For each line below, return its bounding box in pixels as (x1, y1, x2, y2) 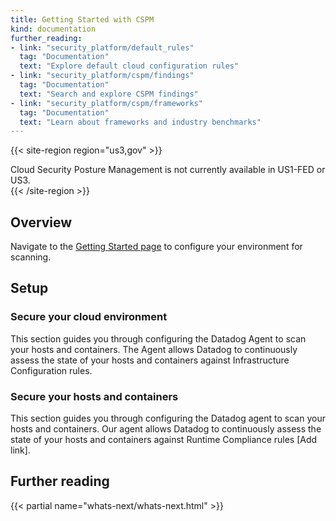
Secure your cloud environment (10, 310, 168, 324)
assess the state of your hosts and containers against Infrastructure (10, 354, 290, 366)
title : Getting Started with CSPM (10, 14, 155, 25)
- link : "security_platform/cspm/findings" (10, 71, 195, 81)
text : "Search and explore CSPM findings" (19, 89, 199, 99)
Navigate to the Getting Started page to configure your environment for (10, 241, 303, 253)
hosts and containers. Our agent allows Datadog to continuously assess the (10, 423, 322, 435)
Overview (10, 214, 73, 231)
